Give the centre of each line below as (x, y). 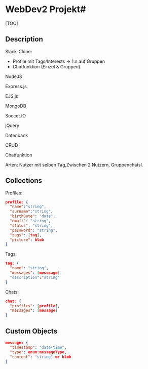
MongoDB (16, 106)
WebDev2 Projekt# (46, 9)
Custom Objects (31, 331)
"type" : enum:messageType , (38, 352)
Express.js (16, 86)
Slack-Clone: (19, 51)
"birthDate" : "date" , (33, 216)
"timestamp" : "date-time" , (38, 347)
